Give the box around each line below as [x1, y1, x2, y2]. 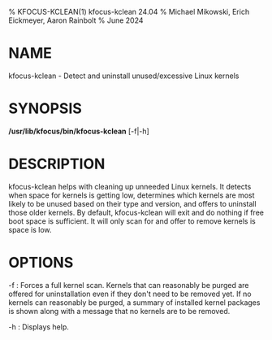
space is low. [8, 224, 52, 234]
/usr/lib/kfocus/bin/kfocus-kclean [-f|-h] [8, 126, 150, 136]
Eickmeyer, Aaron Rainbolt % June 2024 [8, 15, 144, 25]
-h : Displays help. [8, 321, 69, 332]
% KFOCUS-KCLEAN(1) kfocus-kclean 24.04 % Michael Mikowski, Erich [8, 7, 250, 16]
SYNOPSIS [8, 99, 83, 118]
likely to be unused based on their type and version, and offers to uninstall [8, 198, 257, 208]
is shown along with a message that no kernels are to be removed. [8, 306, 231, 316]
